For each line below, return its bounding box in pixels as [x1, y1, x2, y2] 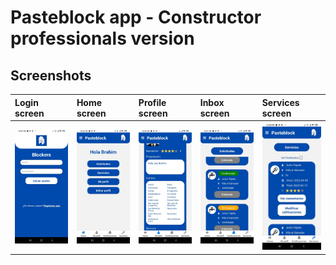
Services [261, 96, 300, 108]
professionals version [10, 27, 195, 50]
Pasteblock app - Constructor [10, 6, 262, 29]
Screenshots [10, 67, 92, 84]
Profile [138, 96, 167, 108]
